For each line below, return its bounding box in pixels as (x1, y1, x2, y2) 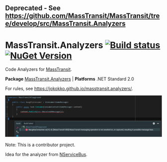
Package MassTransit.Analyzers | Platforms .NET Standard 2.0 (5, 76, 134, 82)
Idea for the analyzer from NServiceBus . (5, 152, 88, 158)
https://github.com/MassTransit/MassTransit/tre (5, 12, 160, 20)
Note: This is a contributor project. (5, 142, 76, 148)
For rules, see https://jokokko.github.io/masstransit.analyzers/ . (5, 85, 133, 91)
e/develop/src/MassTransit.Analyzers (5, 19, 126, 28)
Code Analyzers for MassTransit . (5, 67, 72, 73)
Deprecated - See (5, 4, 61, 12)
